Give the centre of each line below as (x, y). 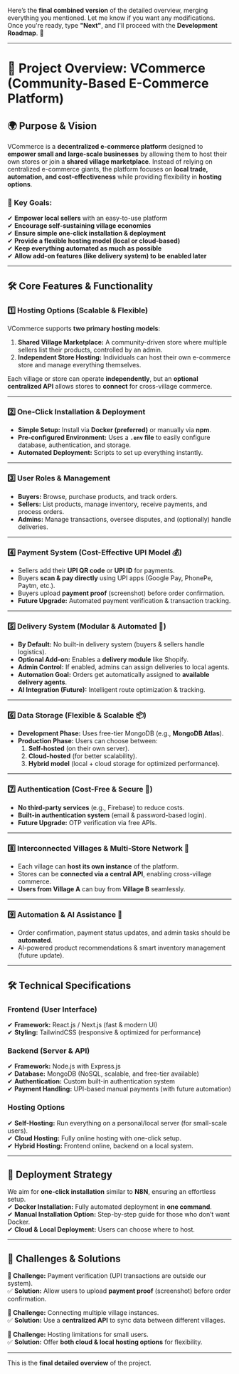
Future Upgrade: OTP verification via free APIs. (87, 822)
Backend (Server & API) (49, 1051)
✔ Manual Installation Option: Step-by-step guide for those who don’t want (118, 1215)
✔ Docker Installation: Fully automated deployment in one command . (110, 1207)
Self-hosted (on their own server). (79, 749)
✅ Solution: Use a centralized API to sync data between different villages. (116, 1321)
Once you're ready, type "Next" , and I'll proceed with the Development (113, 25)
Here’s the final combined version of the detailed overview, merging (108, 10)
